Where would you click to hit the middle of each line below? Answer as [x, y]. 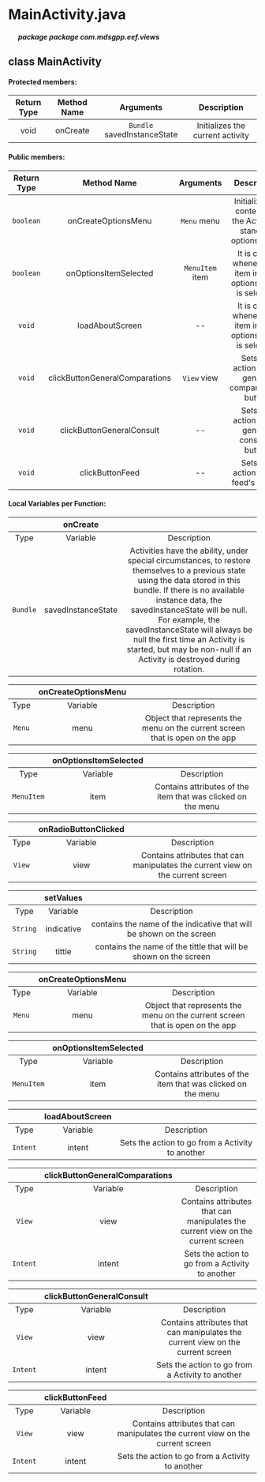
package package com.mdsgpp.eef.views [89, 36]
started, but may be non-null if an [189, 649]
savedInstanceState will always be [189, 630]
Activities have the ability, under [189, 551]
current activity [221, 136]
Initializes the [221, 126]
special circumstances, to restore [189, 560]
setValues [63, 897]
